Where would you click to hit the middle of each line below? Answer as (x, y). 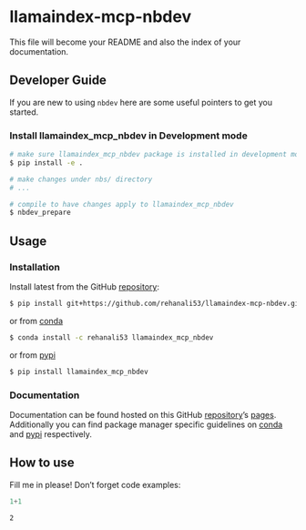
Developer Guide (58, 81)
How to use (42, 463)
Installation (35, 267)
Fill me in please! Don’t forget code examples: (95, 484)
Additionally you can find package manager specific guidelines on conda (146, 424)
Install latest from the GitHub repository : (84, 286)
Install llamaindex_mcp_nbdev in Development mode (128, 136)
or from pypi (33, 355)
